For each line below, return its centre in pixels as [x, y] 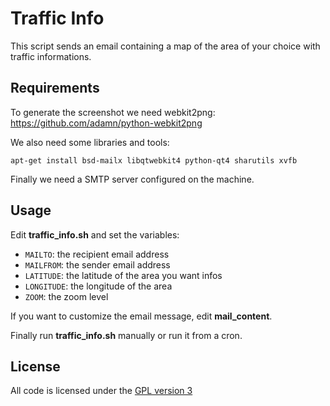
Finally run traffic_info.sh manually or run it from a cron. [126, 335]
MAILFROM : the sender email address [97, 264]
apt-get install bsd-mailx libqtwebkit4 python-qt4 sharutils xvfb [154, 160]
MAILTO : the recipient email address [97, 254]
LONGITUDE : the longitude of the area [98, 286]
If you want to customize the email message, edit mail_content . [141, 316]
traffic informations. [51, 56]
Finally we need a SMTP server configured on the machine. [132, 179]
